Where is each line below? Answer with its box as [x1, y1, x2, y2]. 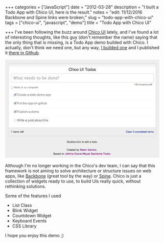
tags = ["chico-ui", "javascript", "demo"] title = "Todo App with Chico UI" [5, 20, 152, 25]
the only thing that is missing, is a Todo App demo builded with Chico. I [5, 40, 148, 45]
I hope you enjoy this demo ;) [5, 232, 64, 238]
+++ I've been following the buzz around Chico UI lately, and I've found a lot [5, 29, 159, 35]
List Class [12, 202, 32, 208]
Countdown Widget [12, 212, 51, 219]
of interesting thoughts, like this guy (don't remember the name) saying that [5, 34, 158, 40]
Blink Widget [12, 207, 38, 213]
